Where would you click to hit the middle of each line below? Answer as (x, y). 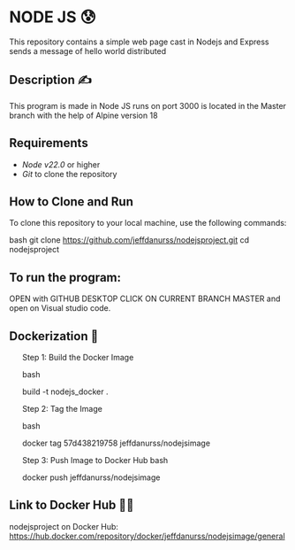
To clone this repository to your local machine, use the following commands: (148, 223)
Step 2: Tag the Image (62, 409)
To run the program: (65, 277)
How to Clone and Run (72, 201)
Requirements (49, 143)
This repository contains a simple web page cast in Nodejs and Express (139, 42)
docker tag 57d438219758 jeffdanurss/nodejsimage (116, 443)
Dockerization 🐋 (54, 336)
